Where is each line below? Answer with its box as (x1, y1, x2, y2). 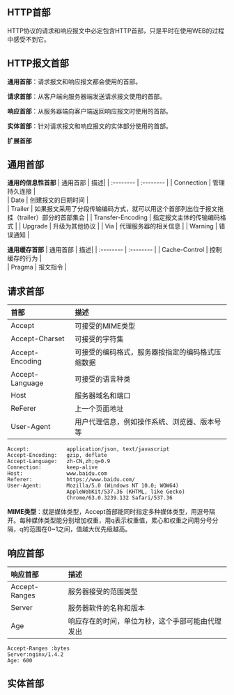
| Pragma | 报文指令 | (7, 263, 68, 272)
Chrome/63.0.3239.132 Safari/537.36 (66, 494, 173, 501)
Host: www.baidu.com (7, 470, 108, 477)
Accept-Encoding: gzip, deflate (7, 452, 108, 459)
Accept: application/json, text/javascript (7, 446, 170, 453)
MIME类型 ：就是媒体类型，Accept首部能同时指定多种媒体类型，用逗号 (7, 508, 210, 516)
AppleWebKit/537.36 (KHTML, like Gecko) (66, 488, 186, 496)
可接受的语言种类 (74, 375, 131, 384)
